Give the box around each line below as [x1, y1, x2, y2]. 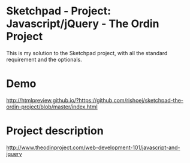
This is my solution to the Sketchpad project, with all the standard [6, 49, 168, 56]
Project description [6, 124, 104, 138]
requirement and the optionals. [6, 56, 82, 63]
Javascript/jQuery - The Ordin [6, 17, 159, 31]
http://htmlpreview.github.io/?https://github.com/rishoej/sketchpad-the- [6, 96, 184, 104]
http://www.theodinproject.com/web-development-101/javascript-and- [6, 144, 181, 151]
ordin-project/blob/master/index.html [6, 103, 98, 110]
